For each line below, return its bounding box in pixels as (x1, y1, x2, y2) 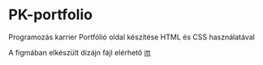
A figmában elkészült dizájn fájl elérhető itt (8, 47, 151, 57)
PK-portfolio (8, 6, 93, 24)
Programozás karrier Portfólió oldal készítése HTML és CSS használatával (8, 32, 256, 42)
